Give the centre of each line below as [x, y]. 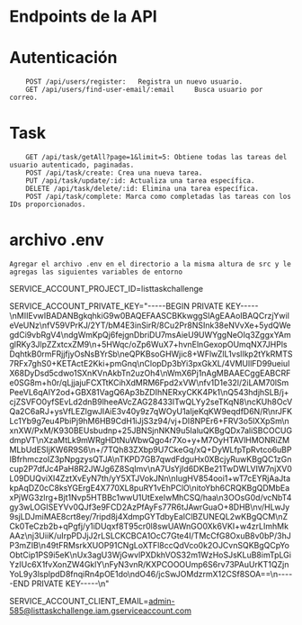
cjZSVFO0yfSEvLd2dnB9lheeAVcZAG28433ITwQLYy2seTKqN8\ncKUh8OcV [151, 402]
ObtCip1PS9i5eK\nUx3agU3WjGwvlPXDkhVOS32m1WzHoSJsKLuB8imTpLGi [151, 555]
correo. [24, 98]
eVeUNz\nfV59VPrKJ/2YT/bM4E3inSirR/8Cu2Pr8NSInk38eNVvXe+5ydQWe [150, 325]
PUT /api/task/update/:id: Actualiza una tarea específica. [140, 181]
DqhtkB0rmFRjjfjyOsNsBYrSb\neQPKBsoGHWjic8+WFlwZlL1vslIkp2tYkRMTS [151, 354]
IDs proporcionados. [48, 204]
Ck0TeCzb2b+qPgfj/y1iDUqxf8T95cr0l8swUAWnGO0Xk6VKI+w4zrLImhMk [149, 526]
